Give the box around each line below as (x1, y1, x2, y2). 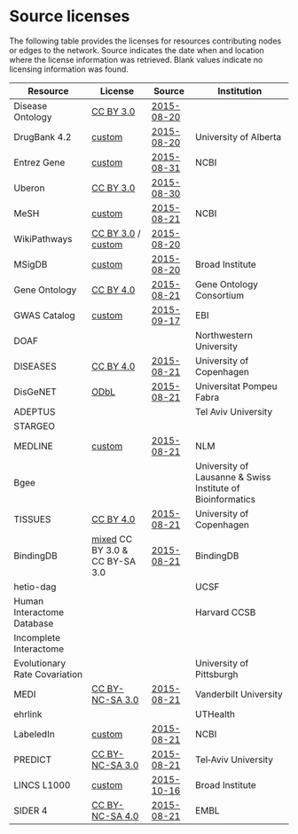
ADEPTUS (13, 405, 56, 417)
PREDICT (13, 753, 51, 766)
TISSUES (13, 512, 51, 525)
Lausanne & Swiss (194, 471, 271, 483)
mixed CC (91, 533, 133, 545)
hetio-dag (13, 581, 57, 593)
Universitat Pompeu (194, 379, 278, 392)
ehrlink (13, 707, 43, 720)
